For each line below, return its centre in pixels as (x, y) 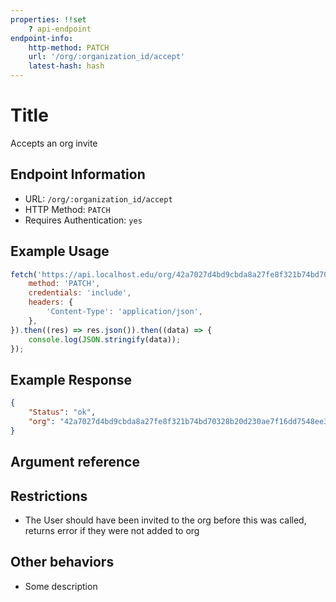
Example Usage (60, 251)
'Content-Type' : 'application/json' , (124, 312)
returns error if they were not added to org (112, 530)
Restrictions (49, 496)
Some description (61, 586)
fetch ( (24, 274)
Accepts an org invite (54, 143)
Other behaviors (62, 562)
